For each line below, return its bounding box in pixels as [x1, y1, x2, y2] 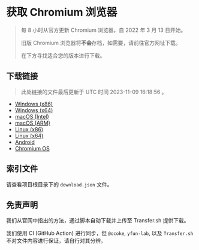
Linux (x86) [14, 125, 44, 132]
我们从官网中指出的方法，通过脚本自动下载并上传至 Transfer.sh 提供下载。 [6, 217, 189, 224]
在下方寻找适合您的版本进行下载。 [20, 52, 105, 59]
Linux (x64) [14, 132, 44, 139]
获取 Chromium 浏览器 [6, 5, 117, 19]
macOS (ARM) [14, 119, 51, 126]
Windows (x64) [14, 106, 53, 114]
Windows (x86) [14, 100, 53, 107]
